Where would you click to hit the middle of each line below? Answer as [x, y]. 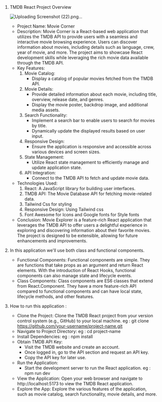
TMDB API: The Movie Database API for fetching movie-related [88, 194]
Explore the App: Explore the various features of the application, [82, 389]
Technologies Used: [37, 183]
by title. [39, 126]
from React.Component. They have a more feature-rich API [77, 286]
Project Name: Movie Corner [46, 26]
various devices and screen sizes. [66, 152]
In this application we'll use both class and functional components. [77, 250]
